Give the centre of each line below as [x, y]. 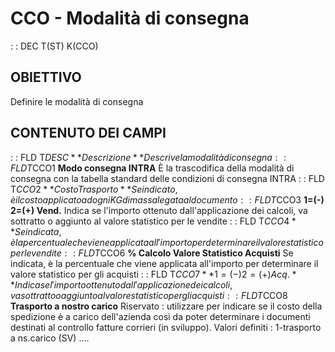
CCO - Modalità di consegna [130, 18]
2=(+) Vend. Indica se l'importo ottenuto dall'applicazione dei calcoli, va [159, 210]
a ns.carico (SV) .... [50, 338]
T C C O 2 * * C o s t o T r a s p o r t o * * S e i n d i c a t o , [94, 189]
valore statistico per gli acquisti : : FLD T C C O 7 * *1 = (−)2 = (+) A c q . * [153, 274]
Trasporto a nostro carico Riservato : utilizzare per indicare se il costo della [166, 306]
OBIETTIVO [46, 77]
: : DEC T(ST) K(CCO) [54, 46]
